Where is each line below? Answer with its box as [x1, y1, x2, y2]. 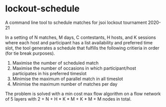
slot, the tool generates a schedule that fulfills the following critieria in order [5, 45, 160, 51]
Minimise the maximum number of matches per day [12, 81, 118, 87]
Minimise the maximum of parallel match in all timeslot [12, 76, 123, 82]
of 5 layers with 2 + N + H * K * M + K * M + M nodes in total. [5, 96, 132, 102]
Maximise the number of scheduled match [12, 60, 99, 66]
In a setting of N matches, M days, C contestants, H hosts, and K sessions [5, 34, 156, 40]
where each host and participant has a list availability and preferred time [5, 39, 153, 45]
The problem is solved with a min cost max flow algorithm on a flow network [5, 91, 161, 97]
